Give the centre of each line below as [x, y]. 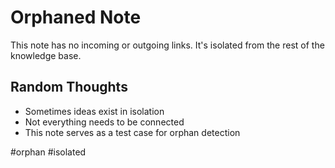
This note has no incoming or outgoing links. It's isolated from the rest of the [167, 45]
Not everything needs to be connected [104, 122]
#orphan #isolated [48, 152]
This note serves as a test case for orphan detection [132, 132]
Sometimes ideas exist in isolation [94, 111]
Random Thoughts [69, 87]
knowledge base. [46, 55]
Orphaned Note [76, 17]
